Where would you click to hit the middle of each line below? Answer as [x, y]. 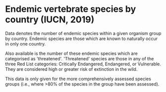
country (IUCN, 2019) [50, 20]
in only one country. [26, 44]
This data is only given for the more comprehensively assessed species [78, 79]
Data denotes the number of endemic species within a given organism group [83, 33]
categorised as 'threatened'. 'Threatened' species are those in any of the [80, 58]
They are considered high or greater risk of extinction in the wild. [71, 69]
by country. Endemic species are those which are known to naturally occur [81, 39]
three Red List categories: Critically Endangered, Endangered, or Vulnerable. [83, 64]
